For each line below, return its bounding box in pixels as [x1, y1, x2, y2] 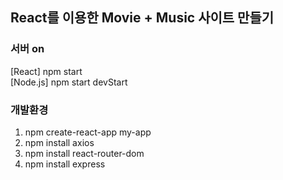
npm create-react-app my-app [24, 126, 152, 138]
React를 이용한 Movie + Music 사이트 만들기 [10, 9, 275, 27]
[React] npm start [10, 65, 83, 77]
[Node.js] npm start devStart [10, 76, 128, 88]
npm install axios [24, 136, 95, 148]
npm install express [24, 158, 106, 170]
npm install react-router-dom [24, 147, 145, 159]
